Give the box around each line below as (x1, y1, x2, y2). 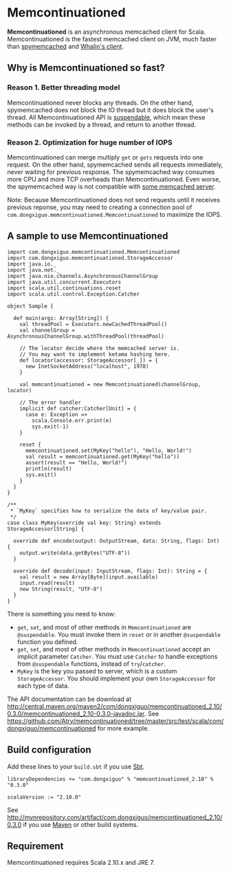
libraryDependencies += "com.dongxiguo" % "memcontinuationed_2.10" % (7, 775, 214, 782)
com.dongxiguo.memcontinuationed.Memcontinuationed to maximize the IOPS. (7, 210, 222, 218)
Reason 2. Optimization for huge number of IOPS (7, 138, 173, 147)
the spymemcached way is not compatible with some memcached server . (7, 182, 216, 191)
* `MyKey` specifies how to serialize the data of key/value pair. (10, 507, 208, 514)
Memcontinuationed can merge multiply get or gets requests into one (7, 153, 203, 161)
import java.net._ (7, 266, 60, 273)
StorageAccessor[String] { (7, 525, 85, 532)
